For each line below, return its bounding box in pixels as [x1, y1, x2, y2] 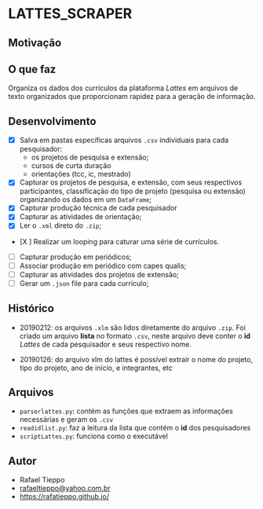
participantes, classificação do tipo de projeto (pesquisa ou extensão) [19, 186, 246, 196]
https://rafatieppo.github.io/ [19, 492, 110, 501]
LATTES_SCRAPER [8, 5, 133, 23]
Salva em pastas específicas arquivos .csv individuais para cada [19, 135, 229, 145]
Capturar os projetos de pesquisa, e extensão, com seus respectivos [19, 178, 243, 187]
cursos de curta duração [31, 161, 111, 170]
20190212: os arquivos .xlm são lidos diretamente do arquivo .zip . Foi [19, 323, 246, 332]
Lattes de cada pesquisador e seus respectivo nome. [19, 339, 192, 349]
